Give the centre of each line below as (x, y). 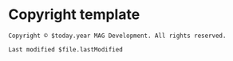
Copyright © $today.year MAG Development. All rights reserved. (117, 36)
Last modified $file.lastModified (66, 49)
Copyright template (74, 15)
